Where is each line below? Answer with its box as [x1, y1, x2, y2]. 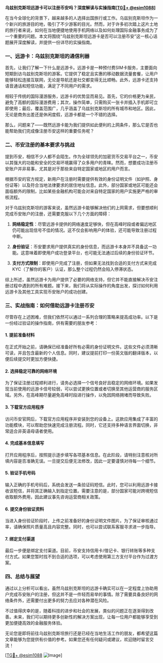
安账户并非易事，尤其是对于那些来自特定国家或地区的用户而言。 [5, 166, 132, 171]
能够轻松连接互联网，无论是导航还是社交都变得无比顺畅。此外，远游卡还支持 [5, 77, 158, 83]
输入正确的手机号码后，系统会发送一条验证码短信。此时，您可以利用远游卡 [5, 482, 154, 488]
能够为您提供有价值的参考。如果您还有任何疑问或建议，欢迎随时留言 [13, 636, 149, 642]
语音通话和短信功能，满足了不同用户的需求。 [5, 83, 95, 89]
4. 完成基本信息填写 [5, 440, 45, 446]
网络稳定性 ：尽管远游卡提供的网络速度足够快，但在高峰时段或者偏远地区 [12, 221, 157, 227]
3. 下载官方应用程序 [5, 404, 45, 410]
